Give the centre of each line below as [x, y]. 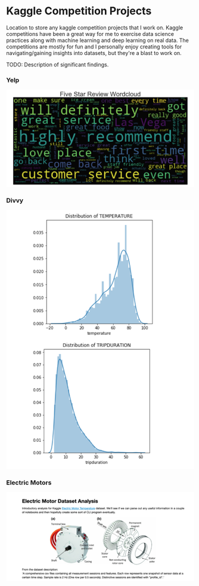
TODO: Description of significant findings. [57, 65]
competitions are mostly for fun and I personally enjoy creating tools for [94, 47]
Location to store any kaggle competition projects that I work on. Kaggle [95, 28]
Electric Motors [29, 483]
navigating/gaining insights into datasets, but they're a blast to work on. [94, 53]
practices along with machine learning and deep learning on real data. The [97, 40]
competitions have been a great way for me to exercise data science [90, 33]
